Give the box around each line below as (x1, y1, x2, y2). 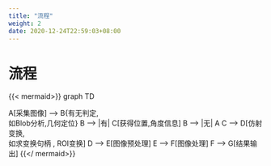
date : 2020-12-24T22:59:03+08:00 (8, 27, 121, 35)
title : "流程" (8, 11, 54, 20)
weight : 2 (8, 19, 42, 28)
